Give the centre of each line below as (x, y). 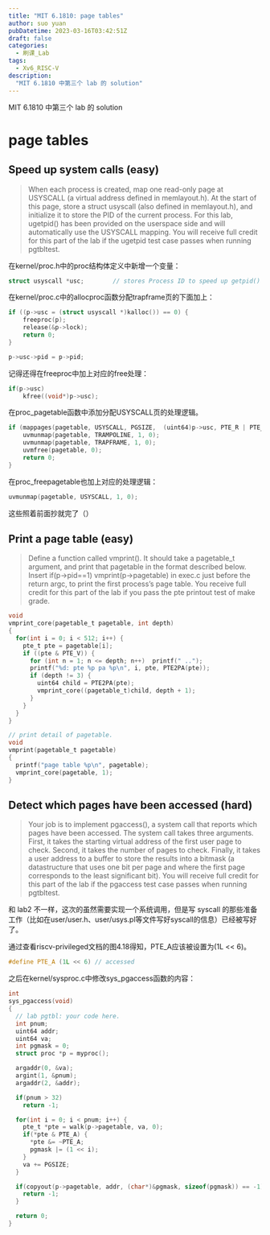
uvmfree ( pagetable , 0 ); (63, 450)
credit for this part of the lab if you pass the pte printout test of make (141, 593)
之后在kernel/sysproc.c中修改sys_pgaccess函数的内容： (102, 978)
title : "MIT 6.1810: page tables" (66, 16)
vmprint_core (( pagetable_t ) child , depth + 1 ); (117, 691)
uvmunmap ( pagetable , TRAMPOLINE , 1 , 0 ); (91, 436)
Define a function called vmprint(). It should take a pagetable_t (131, 558)
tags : (17, 61)
